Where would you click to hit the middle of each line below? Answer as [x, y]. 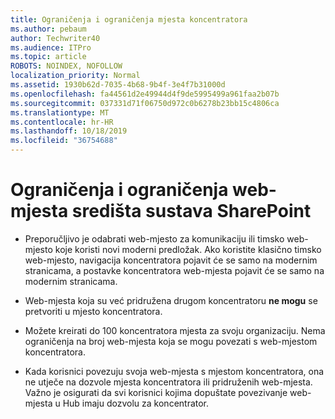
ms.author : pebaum [48, 29]
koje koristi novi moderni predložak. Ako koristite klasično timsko [188, 249]
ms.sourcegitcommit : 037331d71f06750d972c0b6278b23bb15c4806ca [145, 103]
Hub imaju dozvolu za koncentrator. [136, 403]
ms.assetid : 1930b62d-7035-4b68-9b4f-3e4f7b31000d [118, 85]
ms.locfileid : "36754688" [64, 141]
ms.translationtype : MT [60, 112]
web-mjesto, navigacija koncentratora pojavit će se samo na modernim [171, 260]
